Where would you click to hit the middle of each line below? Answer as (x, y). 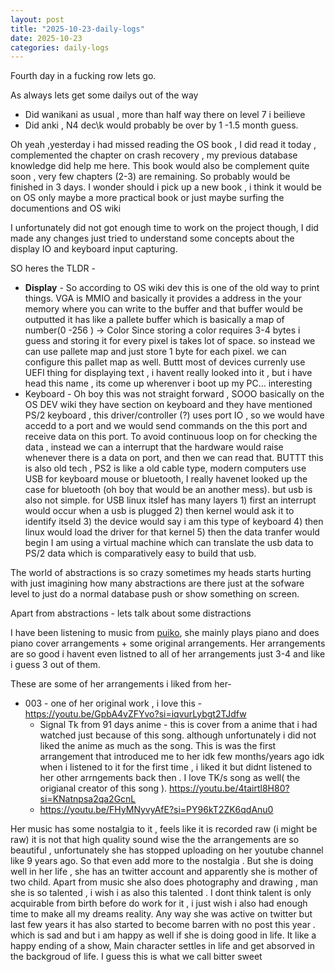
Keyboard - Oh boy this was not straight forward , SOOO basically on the (174, 394)
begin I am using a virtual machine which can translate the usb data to (169, 543)
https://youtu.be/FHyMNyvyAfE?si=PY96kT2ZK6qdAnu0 (156, 810)
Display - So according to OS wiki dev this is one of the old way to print (172, 288)
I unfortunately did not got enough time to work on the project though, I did (164, 228)
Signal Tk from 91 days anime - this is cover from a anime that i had (178, 725)
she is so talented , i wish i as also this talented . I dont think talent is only (161, 893)
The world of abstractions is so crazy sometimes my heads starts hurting (161, 573)
